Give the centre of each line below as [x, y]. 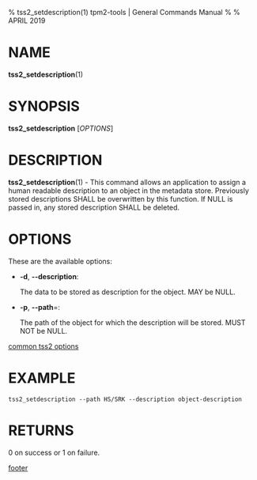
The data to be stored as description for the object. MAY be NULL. [127, 292]
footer [18, 467]
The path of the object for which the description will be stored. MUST [133, 322]
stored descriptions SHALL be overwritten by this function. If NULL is [121, 198]
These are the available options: [60, 261]
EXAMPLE [42, 378]
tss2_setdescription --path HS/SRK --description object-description [125, 399]
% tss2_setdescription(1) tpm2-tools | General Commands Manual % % [125, 12]
